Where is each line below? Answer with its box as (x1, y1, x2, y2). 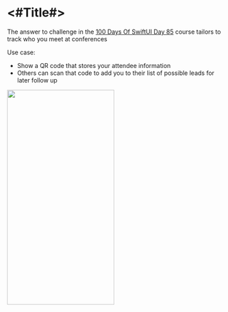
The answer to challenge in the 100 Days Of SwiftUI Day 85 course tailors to (7, 27, 221, 36)
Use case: (7, 48, 36, 56)
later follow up (16, 76, 58, 84)
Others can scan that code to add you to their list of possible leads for (16, 69, 214, 77)
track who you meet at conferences (7, 34, 107, 43)
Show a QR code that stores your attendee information (16, 61, 171, 69)
